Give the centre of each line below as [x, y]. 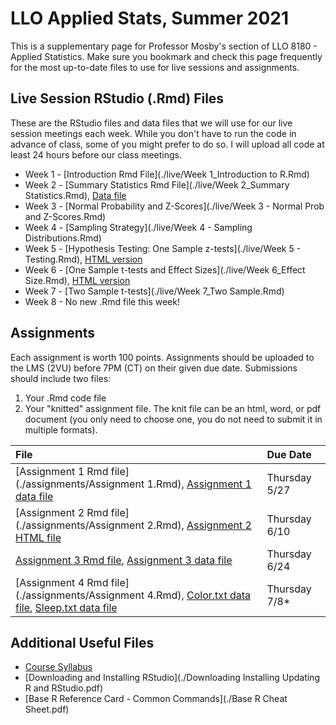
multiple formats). [61, 429]
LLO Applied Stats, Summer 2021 [150, 18]
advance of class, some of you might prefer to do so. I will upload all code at [167, 144]
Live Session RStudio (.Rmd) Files [117, 98]
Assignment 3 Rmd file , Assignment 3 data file [124, 560]
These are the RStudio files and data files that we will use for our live [151, 123]
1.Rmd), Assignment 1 [199, 484]
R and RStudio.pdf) [64, 688]
